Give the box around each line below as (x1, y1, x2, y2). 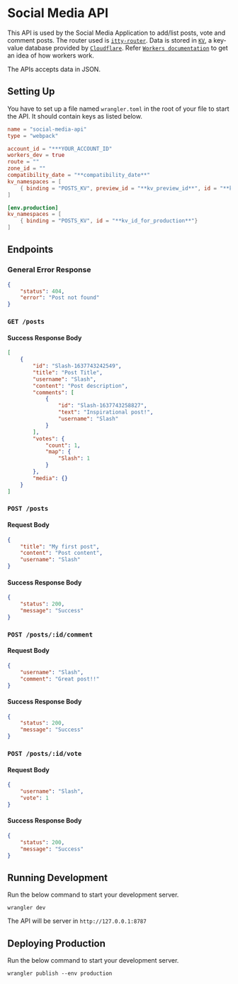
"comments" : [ (33, 389, 74, 396)
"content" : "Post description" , (33, 382, 129, 389)
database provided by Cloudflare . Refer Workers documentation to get (24, 43, 228, 52)
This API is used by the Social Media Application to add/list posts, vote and (7, 28, 226, 37)
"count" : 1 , (45, 442, 81, 449)
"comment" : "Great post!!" (20, 675, 100, 683)
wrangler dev (7, 904, 46, 912)
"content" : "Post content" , (20, 549, 103, 557)
